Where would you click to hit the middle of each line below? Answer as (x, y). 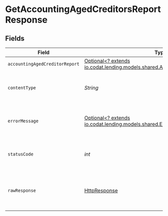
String (91, 88)
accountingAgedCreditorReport (44, 64)
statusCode (20, 154)
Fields (15, 38)
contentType (22, 88)
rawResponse (22, 191)
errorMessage (23, 121)
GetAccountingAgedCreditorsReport (83, 9)
